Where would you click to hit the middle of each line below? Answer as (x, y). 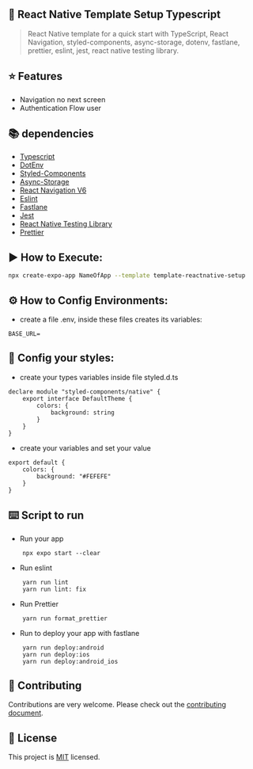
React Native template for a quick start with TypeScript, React (128, 33)
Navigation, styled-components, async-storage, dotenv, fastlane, (134, 42)
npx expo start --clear (62, 553)
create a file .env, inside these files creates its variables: (111, 319)
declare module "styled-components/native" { (84, 392)
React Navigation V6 (53, 190)
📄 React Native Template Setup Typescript (115, 15)
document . (26, 713)
